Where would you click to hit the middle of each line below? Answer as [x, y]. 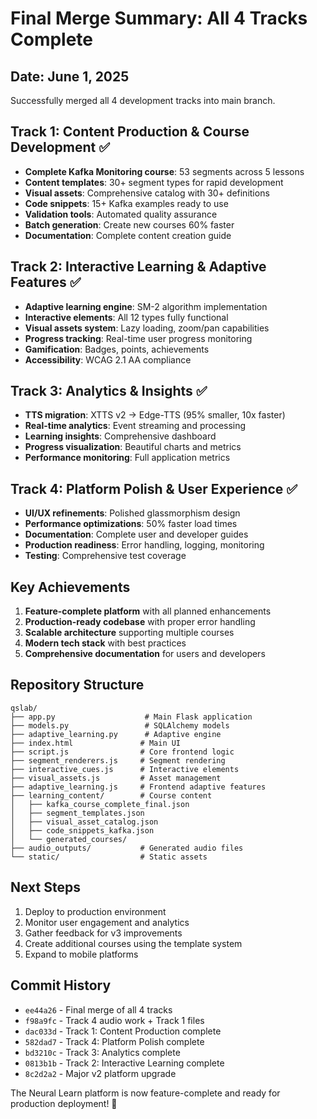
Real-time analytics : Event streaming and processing [135, 426]
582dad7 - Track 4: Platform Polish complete [114, 1041]
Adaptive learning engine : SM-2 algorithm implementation [146, 306]
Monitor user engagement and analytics [107, 922]
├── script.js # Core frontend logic [122, 752]
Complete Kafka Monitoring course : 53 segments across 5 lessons [164, 171]
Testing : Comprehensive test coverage [105, 556]
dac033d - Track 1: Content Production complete [123, 1031]
